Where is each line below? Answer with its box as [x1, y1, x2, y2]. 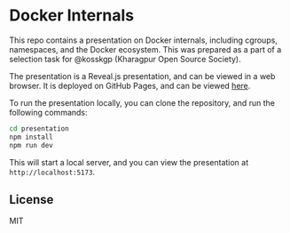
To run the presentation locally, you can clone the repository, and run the [9, 97, 275, 108]
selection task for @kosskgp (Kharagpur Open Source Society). [9, 53, 241, 64]
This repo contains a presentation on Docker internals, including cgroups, [9, 35, 278, 45]
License [9, 192, 54, 207]
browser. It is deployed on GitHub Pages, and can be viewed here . [9, 80, 251, 91]
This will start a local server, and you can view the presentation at [9, 157, 249, 167]
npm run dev [9, 141, 53, 149]
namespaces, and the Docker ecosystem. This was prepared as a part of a [9, 44, 282, 54]
